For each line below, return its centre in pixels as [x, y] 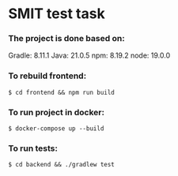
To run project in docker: [57, 112]
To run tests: [33, 148]
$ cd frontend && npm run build [61, 92]
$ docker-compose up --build [56, 129]
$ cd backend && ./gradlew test [61, 165]
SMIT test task [57, 14]
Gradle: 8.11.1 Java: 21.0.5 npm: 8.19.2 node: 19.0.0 [89, 55]
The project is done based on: [66, 39]
